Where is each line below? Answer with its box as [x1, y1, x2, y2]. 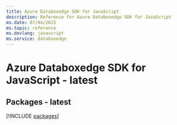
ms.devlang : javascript [6, 31, 64, 36]
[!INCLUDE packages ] [6, 113, 59, 119]
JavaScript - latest [6, 74, 98, 87]
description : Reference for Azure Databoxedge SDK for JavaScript [6, 14, 172, 20]
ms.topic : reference [6, 25, 57, 31]
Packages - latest [6, 97, 72, 107]
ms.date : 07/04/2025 [6, 19, 57, 25]
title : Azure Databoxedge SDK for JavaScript [6, 8, 119, 15]
